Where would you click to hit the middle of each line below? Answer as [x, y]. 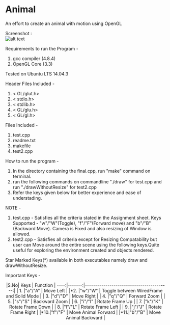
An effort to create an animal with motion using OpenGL [64, 23]
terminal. [22, 176]
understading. [27, 198]
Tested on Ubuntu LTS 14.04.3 [37, 74]
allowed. [21, 234]
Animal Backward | [86, 317]
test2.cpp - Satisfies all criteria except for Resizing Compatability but [85, 239]
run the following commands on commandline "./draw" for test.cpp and [87, 181]
